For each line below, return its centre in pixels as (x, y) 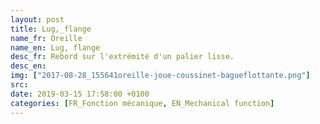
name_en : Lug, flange (55, 47)
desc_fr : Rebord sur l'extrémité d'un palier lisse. (122, 57)
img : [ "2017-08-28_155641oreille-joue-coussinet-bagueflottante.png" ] (160, 76)
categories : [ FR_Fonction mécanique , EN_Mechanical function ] (142, 103)
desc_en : (28, 66)
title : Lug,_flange (51, 29)
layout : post (37, 19)
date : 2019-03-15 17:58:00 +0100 (80, 94)
